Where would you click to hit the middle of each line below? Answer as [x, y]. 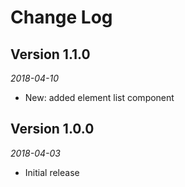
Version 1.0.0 [52, 129]
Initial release [52, 172]
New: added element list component [99, 97]
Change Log [61, 17]
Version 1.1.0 [50, 54]
